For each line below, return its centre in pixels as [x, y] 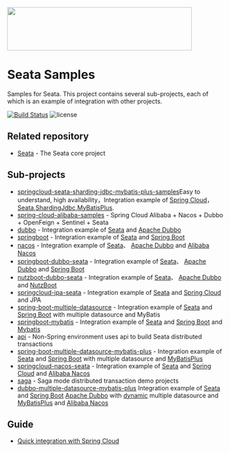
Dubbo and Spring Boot [51, 269]
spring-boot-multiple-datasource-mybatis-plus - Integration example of [120, 351]
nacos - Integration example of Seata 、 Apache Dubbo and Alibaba [113, 245]
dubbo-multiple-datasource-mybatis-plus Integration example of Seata [118, 388]
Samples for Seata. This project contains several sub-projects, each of [108, 93]
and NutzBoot [37, 285]
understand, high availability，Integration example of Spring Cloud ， [115, 199]
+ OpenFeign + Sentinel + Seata [63, 222]
